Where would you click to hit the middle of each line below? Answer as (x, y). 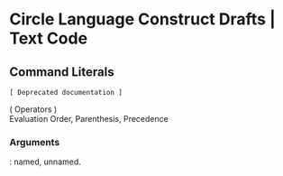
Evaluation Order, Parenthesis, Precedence (89, 119)
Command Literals (62, 72)
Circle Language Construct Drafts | (143, 19)
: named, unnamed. (45, 162)
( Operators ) (33, 109)
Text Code (49, 38)
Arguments (35, 142)
